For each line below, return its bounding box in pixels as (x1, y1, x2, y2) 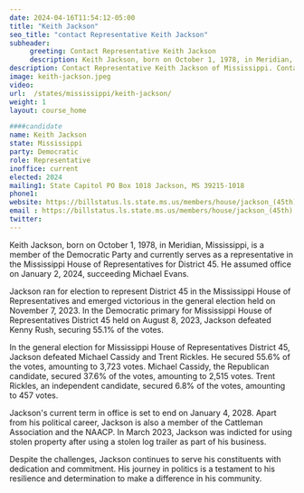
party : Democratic (9, 147, 79, 156)
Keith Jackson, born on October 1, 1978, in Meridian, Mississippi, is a (9, 239, 265, 250)
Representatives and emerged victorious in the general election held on (9, 295, 276, 306)
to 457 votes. (9, 390, 59, 401)
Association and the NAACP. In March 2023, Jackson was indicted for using (9, 426, 292, 437)
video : (9, 81, 34, 90)
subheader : (9, 38, 51, 48)
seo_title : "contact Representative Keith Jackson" (9, 30, 208, 39)
